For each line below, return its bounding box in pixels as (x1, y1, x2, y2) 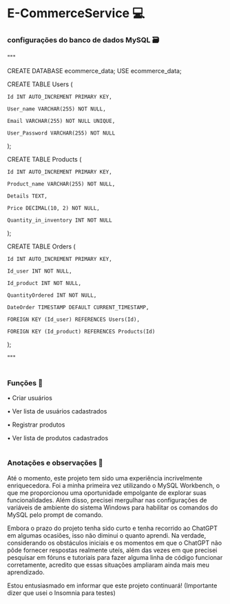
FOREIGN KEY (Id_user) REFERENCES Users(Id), (7, 316, 140, 323)
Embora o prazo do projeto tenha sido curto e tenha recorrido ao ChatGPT (7, 524, 218, 532)
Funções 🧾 (7, 378, 43, 387)
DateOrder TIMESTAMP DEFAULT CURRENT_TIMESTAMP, (7, 304, 149, 311)
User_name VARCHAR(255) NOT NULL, (7, 106, 107, 113)
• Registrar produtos (7, 420, 65, 429)
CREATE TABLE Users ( (7, 80, 74, 88)
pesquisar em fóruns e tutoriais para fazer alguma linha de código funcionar (7, 553, 223, 561)
